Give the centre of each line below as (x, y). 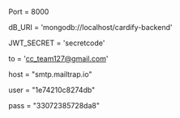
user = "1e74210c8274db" (52, 90)
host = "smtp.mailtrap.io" (50, 74)
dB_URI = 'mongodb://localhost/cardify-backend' (90, 27)
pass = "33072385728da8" (54, 105)
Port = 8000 (29, 12)
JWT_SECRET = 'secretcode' (57, 43)
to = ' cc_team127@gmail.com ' (58, 59)
